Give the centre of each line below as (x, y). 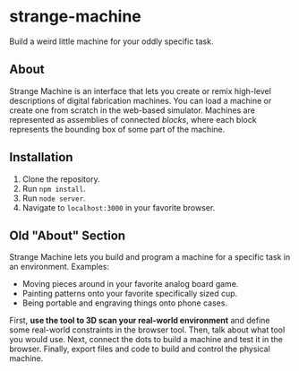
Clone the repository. (61, 179)
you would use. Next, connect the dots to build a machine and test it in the (146, 340)
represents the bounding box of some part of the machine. (117, 129)
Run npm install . (54, 188)
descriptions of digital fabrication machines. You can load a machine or (141, 100)
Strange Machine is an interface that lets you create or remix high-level (140, 91)
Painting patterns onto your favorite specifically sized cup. (130, 294)
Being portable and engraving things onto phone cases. (125, 303)
